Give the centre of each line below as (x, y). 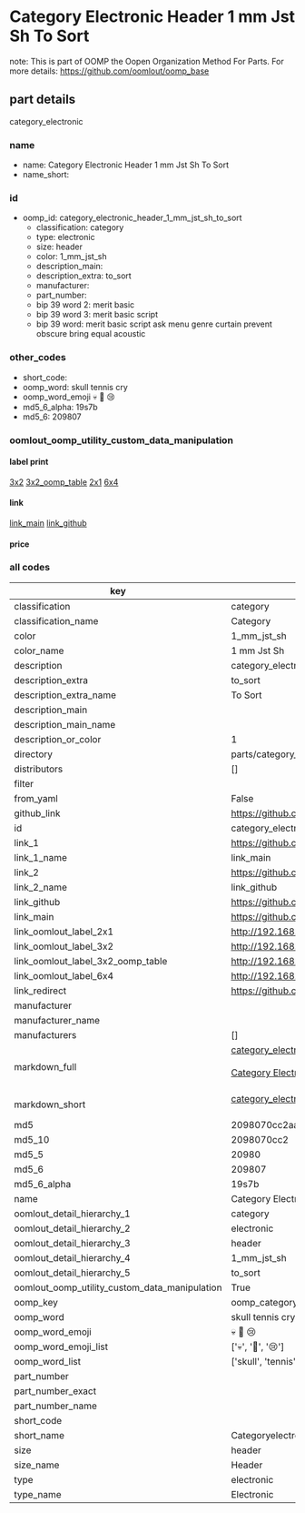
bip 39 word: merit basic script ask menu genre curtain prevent (154, 324)
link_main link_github (49, 523)
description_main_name (65, 724)
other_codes (38, 358)
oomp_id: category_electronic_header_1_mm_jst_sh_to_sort (132, 218)
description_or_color (58, 739)
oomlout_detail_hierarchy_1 (72, 1214)
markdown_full (45, 1066)
